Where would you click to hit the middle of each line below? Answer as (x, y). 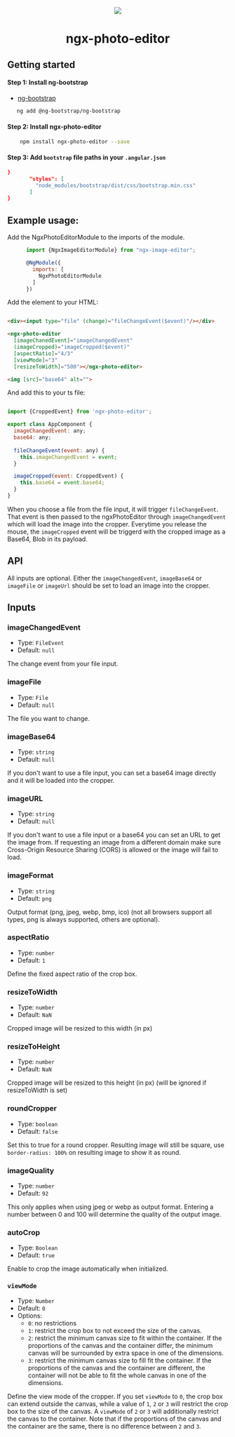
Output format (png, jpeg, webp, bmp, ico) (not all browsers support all (110, 912)
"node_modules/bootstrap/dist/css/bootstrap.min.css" (116, 185)
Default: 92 (33, 1193)
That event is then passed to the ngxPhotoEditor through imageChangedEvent (117, 517)
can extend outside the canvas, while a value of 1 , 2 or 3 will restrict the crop (118, 1403)
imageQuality (31, 1170)
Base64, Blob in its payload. (47, 539)
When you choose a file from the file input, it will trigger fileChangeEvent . (113, 509)
